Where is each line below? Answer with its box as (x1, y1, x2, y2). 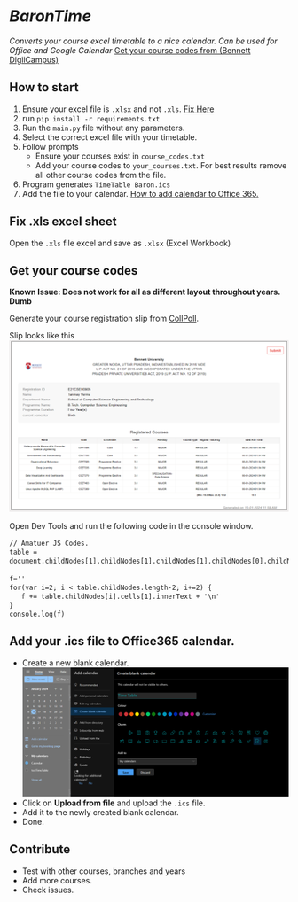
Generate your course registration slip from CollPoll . (9, 313, 200, 324)
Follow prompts (21, 141, 79, 152)
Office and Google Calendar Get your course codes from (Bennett (9, 44, 251, 55)
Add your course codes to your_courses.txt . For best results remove (35, 159, 287, 170)
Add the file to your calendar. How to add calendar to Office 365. (21, 188, 259, 198)
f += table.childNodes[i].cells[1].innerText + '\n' (20, 592, 220, 601)
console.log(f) (9, 610, 66, 618)
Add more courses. (21, 875, 93, 885)
